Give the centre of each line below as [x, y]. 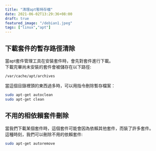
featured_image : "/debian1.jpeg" [39, 23]
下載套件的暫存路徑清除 [40, 48]
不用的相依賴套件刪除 [37, 116]
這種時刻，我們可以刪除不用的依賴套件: [44, 134]
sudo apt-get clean [25, 99]
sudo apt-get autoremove [30, 143]
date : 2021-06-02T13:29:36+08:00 [39, 14]
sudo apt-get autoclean [29, 95]
